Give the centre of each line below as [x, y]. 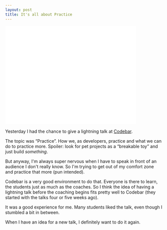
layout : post [19, 10]
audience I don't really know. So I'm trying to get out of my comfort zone [80, 166]
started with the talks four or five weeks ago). [52, 197]
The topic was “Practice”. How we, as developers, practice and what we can [83, 141]
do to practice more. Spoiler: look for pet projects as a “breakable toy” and [82, 146]
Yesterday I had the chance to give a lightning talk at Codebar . [69, 131]
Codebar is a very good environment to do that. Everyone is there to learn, [82, 181]
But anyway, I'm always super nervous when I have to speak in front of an [81, 161]
